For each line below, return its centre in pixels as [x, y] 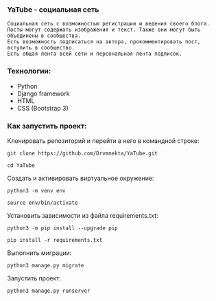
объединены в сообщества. [44, 36]
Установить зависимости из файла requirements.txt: [83, 215]
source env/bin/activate [43, 203]
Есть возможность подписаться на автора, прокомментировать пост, [104, 42]
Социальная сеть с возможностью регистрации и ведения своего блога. [109, 24]
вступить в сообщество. [41, 48]
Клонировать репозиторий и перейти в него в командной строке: [103, 141]
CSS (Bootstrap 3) [43, 108]
